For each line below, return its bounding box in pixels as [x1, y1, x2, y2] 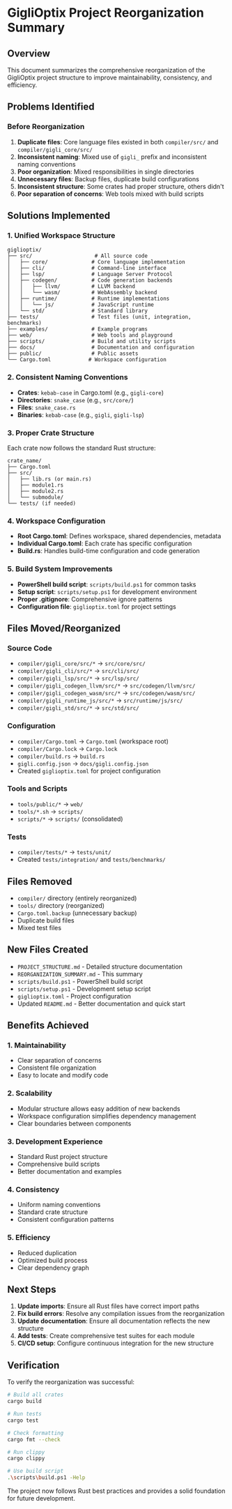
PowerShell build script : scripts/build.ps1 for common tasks [17, 580, 196, 589]
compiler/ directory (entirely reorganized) [17, 894, 137, 902]
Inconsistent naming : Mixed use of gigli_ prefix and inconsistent [17, 152, 207, 161]
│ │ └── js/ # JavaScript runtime [7, 301, 155, 308]
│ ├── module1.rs [7, 481, 64, 489]
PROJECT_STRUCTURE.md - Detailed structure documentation [17, 962, 183, 971]
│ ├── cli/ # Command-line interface [7, 265, 167, 272]
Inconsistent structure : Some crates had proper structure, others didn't [17, 182, 224, 190]
